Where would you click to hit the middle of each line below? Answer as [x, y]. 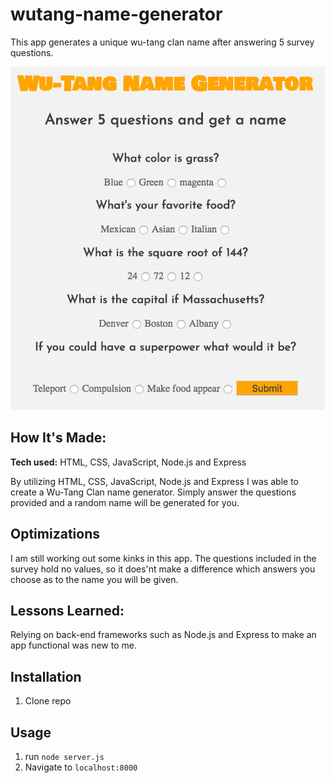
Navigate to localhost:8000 [81, 767]
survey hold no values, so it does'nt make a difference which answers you [163, 569]
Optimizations [55, 534]
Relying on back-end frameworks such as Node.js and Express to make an [163, 635]
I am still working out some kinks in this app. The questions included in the [163, 558]
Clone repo [48, 701]
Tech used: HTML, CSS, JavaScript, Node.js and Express [128, 462]
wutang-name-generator [116, 14]
